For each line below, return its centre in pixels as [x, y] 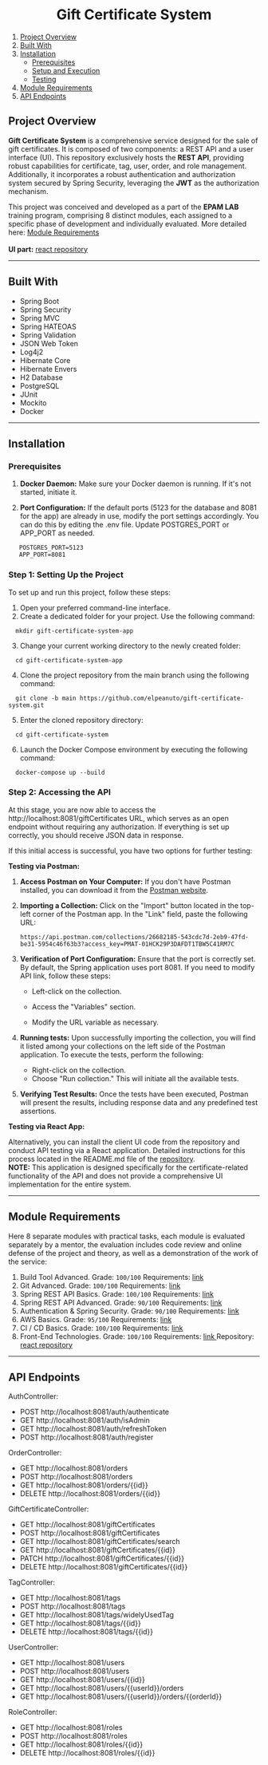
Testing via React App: [47, 1126]
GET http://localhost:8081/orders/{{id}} [84, 1485]
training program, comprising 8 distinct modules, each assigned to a [120, 215]
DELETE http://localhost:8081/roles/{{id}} [87, 1753]
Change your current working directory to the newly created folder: [130, 646]
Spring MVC [40, 318]
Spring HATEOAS [48, 326]
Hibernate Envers [48, 369]
